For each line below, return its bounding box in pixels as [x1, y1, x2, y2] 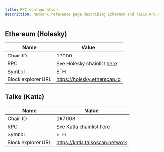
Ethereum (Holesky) [5, 30, 67, 38]
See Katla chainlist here [56, 123, 110, 130]
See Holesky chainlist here [56, 60, 117, 67]
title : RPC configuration [5, 7, 58, 12]
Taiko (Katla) [5, 93, 45, 101]
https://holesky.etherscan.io [56, 76, 121, 83]
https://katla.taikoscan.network [56, 139, 128, 146]
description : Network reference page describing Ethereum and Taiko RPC [5, 12, 156, 17]
